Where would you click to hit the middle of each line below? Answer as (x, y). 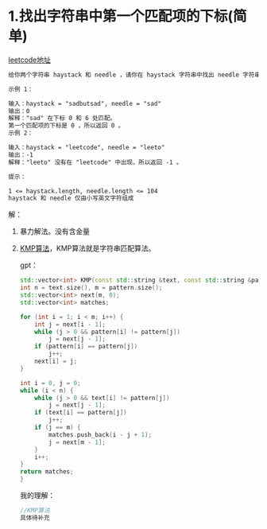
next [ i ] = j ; (56, 362)
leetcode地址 (30, 60)
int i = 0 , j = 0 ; (50, 383)
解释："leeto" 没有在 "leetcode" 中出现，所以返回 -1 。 (95, 162)
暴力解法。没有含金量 (54, 231)
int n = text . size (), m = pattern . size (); (91, 288)
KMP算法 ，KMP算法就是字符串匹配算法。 (87, 248)
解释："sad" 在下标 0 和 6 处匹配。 (62, 119)
